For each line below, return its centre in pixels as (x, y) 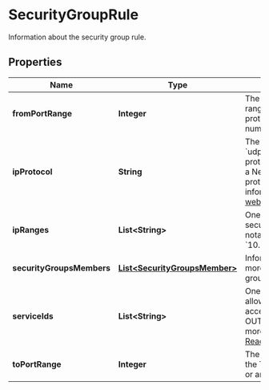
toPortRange (37, 364)
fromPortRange (42, 113)
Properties (35, 62)
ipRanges (31, 230)
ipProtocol (32, 172)
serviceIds (33, 316)
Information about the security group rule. (77, 37)
